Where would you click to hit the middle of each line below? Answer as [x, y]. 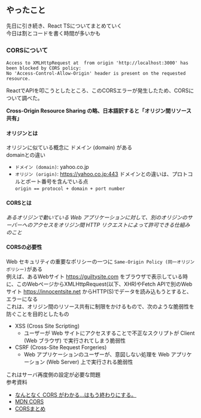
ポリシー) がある [25, 269]
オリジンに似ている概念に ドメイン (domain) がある [69, 147]
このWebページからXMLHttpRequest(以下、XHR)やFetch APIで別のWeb [104, 284]
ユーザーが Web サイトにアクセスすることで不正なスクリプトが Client [109, 333]
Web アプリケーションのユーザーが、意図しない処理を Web [97, 354]
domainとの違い [26, 155]
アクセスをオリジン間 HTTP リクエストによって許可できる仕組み [111, 225]
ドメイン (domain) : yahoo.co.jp [52, 167]
